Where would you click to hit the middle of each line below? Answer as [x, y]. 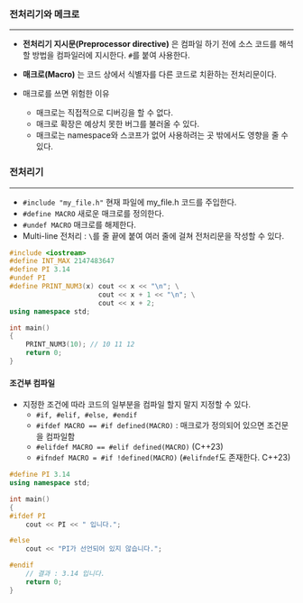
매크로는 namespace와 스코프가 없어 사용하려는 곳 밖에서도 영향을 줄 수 [162, 135]
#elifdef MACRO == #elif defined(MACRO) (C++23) [129, 447]
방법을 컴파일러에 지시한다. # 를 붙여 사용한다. [111, 55]
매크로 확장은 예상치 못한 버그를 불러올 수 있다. [118, 124]
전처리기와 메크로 [45, 14]
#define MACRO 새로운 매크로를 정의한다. [93, 213]
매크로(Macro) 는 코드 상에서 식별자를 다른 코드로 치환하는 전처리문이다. [149, 75]
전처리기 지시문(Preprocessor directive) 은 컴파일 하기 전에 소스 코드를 [150, 44]
